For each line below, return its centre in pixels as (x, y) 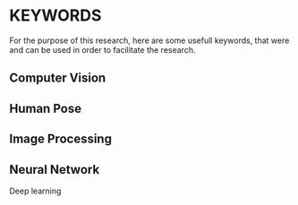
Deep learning (35, 191)
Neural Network (55, 170)
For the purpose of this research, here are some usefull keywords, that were (149, 40)
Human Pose (46, 108)
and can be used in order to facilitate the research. (102, 49)
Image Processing (60, 139)
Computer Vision (58, 78)
